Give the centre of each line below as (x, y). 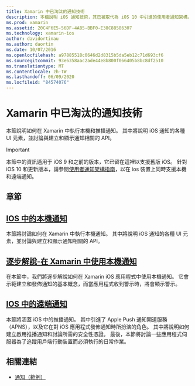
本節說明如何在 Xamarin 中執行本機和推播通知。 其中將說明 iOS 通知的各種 (96, 130)
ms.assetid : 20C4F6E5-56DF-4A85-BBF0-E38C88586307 (69, 28)
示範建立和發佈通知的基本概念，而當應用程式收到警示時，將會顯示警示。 (93, 284)
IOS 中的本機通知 (37, 219)
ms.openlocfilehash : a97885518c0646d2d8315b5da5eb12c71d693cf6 (85, 55)
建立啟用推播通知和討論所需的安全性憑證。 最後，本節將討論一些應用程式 (94, 334)
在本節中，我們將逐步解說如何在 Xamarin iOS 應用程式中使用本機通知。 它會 (97, 276)
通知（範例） (30, 377)
